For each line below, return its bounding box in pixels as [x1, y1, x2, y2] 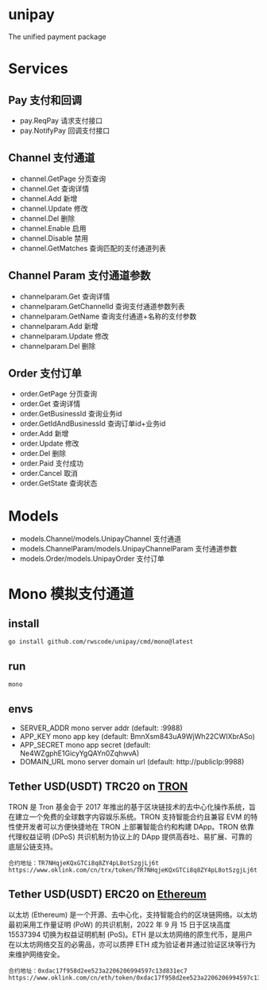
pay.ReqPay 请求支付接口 [19, 115, 103, 125]
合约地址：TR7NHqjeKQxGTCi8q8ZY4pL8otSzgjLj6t [8, 859, 159, 867]
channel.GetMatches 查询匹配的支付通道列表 [19, 243, 167, 253]
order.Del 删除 [19, 449, 66, 458]
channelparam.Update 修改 [19, 331, 109, 341]
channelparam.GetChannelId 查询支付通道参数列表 [19, 301, 185, 311]
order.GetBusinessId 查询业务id [19, 409, 122, 419]
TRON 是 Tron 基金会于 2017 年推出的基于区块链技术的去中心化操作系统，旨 [8, 802, 256, 811]
